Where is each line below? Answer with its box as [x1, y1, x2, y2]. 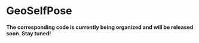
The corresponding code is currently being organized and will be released [6, 24, 194, 31]
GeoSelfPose [6, 4, 73, 18]
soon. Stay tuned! [6, 29, 51, 37]
